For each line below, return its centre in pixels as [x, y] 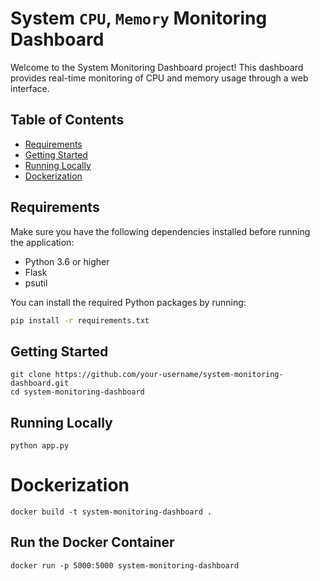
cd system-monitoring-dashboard [77, 392]
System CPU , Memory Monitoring [139, 18]
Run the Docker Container [92, 542]
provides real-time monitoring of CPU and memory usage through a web [159, 78]
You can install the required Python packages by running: [128, 302]
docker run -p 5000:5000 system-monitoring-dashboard [125, 565]
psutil [36, 283]
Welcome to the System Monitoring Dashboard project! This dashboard [157, 67]
